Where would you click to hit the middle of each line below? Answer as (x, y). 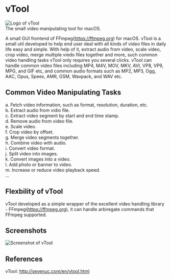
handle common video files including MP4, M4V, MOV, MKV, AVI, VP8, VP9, (84, 65)
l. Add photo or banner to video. (39, 165)
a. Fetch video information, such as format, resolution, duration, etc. (77, 105)
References (24, 259)
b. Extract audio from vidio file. (38, 110)
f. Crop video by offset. (30, 132)
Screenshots (26, 230)
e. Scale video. (21, 126)
